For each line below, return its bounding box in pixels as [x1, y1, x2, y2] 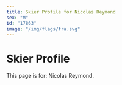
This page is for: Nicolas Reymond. [6, 72, 95, 80]
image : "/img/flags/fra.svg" [6, 25, 81, 32]
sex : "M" [6, 15, 29, 21]
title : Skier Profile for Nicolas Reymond [6, 8, 116, 15]
